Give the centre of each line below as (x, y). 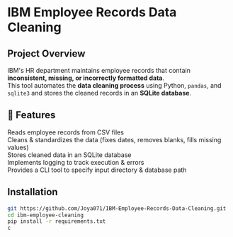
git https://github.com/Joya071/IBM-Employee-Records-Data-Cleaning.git (117, 208)
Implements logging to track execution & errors (76, 162)
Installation (33, 192)
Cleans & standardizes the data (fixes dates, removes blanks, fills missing (114, 139)
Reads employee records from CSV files (66, 132)
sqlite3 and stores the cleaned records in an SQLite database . (100, 93)
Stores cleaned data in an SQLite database (69, 155)
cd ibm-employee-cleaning (45, 215)
